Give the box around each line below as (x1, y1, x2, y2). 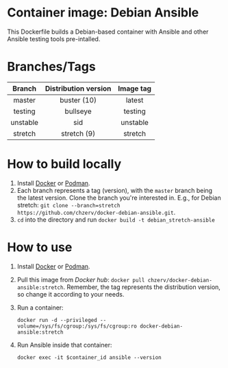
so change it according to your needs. (16, 290, 125, 298)
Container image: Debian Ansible (7, 5, 199, 21)
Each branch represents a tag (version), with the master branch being (16, 186, 213, 194)
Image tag (118, 84, 152, 93)
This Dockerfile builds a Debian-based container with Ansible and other (7, 27, 209, 36)
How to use (7, 240, 73, 255)
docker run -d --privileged (16, 317, 97, 323)
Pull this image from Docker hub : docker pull (16, 275, 145, 284)
